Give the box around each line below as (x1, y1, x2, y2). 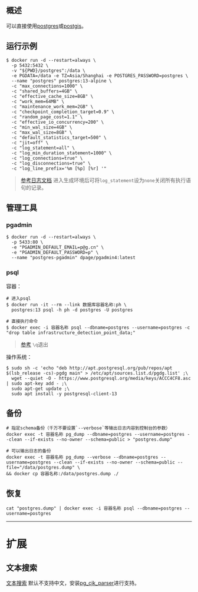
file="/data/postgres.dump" (6, 465, 75, 471)
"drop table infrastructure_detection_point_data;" (6, 329, 136, 336)
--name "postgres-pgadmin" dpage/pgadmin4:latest (11, 255, 136, 261)
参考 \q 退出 (20, 340, 49, 348)
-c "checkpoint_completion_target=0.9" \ (11, 108, 115, 115)
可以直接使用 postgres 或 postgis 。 (6, 22, 87, 29)
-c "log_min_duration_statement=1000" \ (11, 150, 112, 156)
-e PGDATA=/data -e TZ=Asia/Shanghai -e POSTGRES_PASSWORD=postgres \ (11, 72, 189, 78)
